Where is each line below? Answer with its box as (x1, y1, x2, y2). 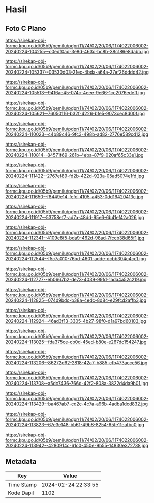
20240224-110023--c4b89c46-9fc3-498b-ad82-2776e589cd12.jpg (5, 131, 148, 137)
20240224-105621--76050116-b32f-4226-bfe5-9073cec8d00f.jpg (5, 111, 145, 116)
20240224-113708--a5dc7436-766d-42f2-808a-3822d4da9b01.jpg (5, 380, 148, 386)
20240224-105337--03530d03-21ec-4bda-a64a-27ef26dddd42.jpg (5, 69, 149, 75)
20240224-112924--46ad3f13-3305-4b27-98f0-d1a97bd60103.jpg (5, 318, 146, 324)
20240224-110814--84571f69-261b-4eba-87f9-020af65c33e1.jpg (5, 152, 144, 158)
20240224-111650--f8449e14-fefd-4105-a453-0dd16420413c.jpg (5, 194, 144, 200)
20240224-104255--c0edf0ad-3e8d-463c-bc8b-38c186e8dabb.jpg (5, 49, 149, 54)
